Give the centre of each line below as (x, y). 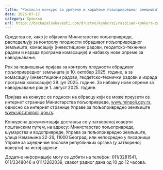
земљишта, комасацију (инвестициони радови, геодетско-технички (76, 47)
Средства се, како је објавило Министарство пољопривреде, (69, 37)
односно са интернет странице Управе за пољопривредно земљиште (78, 107)
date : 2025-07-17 (23, 14)
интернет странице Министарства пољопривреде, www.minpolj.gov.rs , (78, 102)
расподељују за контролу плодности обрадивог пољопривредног (73, 42)
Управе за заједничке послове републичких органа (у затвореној (73, 143)
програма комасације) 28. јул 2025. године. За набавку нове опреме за (80, 83)
